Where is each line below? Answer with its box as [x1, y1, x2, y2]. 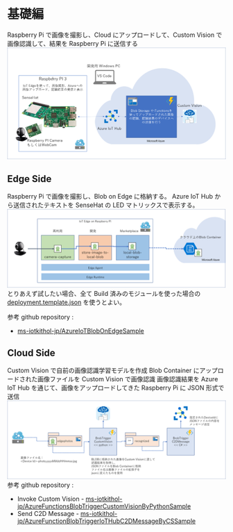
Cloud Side [7, 347, 55, 358]
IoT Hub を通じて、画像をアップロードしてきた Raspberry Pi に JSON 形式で [7, 383, 225, 392]
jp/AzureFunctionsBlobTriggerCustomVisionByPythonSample [17, 502, 191, 510]
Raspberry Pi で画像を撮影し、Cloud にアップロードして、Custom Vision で [7, 31, 223, 39]
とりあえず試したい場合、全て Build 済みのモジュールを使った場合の [7, 290, 201, 298]
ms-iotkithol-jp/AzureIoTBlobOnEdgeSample [17, 327, 144, 335]
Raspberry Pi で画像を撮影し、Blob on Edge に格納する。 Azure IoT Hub [7, 192, 214, 201]
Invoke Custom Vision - [17, 494, 85, 504]
